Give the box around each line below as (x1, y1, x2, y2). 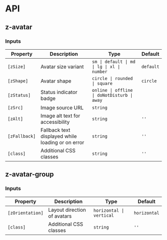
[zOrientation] (7, 210, 44, 216)
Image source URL (40, 104, 84, 111)
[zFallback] (7, 133, 36, 139)
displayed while (40, 133, 77, 140)
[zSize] (7, 64, 26, 70)
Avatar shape (40, 78, 72, 84)
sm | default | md (91, 59, 136, 65)
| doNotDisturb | (91, 92, 133, 98)
